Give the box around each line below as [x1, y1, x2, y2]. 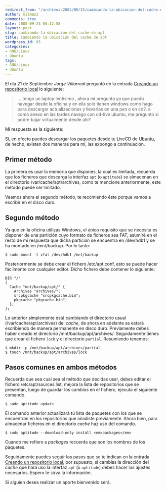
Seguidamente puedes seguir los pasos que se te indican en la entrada [5, 454, 150, 460]
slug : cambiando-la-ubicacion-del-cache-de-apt [5, 30, 105, 35]
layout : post [5, 26, 32, 31]
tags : [5, 58, 16, 63]
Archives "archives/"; [14, 288, 61, 294]
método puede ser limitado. [5, 184, 61, 190]
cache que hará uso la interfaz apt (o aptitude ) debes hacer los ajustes [5, 464, 151, 471]
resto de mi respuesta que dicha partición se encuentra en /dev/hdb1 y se [5, 237, 155, 243]
